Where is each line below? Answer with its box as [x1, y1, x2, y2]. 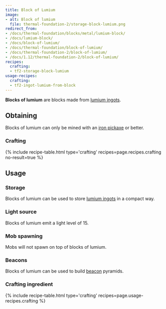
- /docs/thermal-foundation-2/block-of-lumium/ [5, 50, 108, 55]
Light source [5, 208, 37, 215]
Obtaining [5, 111, 37, 120]
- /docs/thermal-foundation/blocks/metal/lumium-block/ [5, 31, 126, 36]
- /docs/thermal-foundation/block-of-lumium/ [5, 45, 103, 50]
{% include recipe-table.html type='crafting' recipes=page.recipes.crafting [5, 149, 161, 155]
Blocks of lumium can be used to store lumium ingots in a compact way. [5, 196, 155, 202]
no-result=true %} [5, 154, 44, 160]
